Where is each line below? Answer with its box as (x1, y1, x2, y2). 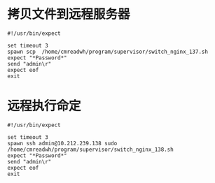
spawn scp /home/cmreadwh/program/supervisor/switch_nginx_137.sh (7, 48, 209, 55)
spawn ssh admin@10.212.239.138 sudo (7, 140, 118, 147)
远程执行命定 (7, 98, 82, 114)
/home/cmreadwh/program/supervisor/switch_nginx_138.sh (7, 146, 174, 153)
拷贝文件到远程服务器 (7, 6, 131, 22)
